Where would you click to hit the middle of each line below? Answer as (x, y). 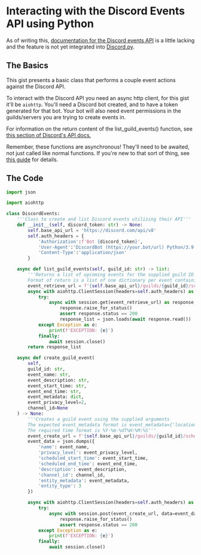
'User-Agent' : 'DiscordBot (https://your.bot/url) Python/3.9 (116, 247)
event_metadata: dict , (56, 397)
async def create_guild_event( (56, 358)
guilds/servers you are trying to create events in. (66, 117)
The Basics (28, 66)
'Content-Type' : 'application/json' (83, 253)
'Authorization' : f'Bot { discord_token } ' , (91, 242)
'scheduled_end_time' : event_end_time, (88, 464)
